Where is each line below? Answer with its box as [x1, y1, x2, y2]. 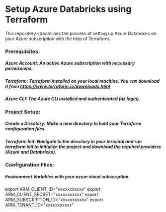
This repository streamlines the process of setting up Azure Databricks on [5, 30, 157, 36]
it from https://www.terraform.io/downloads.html [5, 83, 110, 89]
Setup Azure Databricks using [5, 3, 132, 15]
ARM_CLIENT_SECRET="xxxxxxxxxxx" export [5, 191, 98, 197]
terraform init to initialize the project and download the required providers [5, 144, 162, 150]
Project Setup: [5, 108, 41, 115]
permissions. [5, 65, 33, 71]
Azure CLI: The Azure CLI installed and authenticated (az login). [5, 96, 141, 102]
